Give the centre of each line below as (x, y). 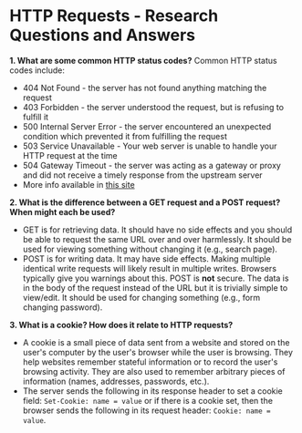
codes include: (37, 70)
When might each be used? (62, 211)
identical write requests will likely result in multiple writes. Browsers (149, 268)
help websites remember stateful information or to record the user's (150, 362)
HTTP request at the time (70, 155)
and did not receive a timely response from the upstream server (142, 175)
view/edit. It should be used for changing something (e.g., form (141, 297)
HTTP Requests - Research (114, 16)
